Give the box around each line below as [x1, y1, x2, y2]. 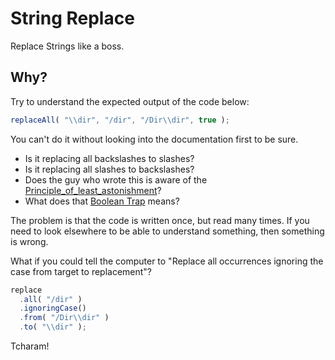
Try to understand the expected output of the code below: [10, 95, 250, 107]
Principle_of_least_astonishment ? [24, 184, 162, 196]
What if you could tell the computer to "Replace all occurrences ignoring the [10, 255, 324, 267]
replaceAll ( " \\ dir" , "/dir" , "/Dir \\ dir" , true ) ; [10, 115, 230, 125]
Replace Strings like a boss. [10, 40, 125, 52]
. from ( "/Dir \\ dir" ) [19, 313, 110, 323]
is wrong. [10, 235, 49, 247]
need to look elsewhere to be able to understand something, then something [10, 225, 325, 237]
